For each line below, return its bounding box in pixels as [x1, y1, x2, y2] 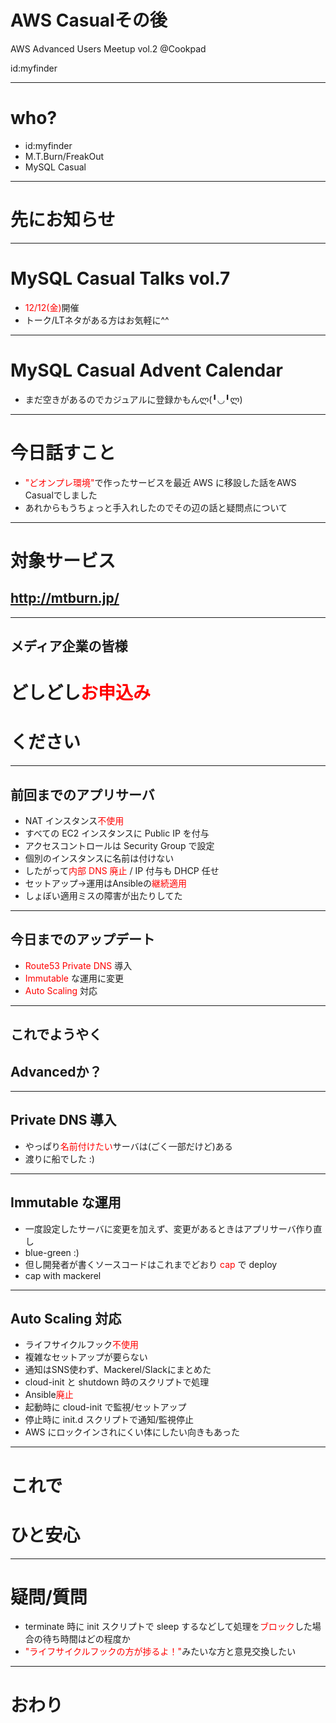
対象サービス [10, 549, 117, 572]
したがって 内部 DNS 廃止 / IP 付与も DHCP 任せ [24, 864, 220, 876]
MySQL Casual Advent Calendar [10, 359, 283, 381]
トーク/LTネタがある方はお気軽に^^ [24, 314, 170, 326]
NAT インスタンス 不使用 [24, 814, 125, 826]
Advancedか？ [10, 1063, 103, 1080]
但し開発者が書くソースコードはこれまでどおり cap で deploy [24, 1258, 278, 1270]
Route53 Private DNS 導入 [24, 959, 133, 971]
